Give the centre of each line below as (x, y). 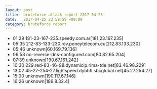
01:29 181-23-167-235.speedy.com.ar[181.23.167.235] (68, 38)
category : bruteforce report (36, 24)
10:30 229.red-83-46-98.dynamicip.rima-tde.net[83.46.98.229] (79, 65)
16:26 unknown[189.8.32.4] (41, 81)
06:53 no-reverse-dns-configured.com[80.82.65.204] (69, 55)
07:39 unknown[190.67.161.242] (45, 60)
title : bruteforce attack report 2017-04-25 (54, 15)
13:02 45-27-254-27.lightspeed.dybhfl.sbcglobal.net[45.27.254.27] (83, 71)
